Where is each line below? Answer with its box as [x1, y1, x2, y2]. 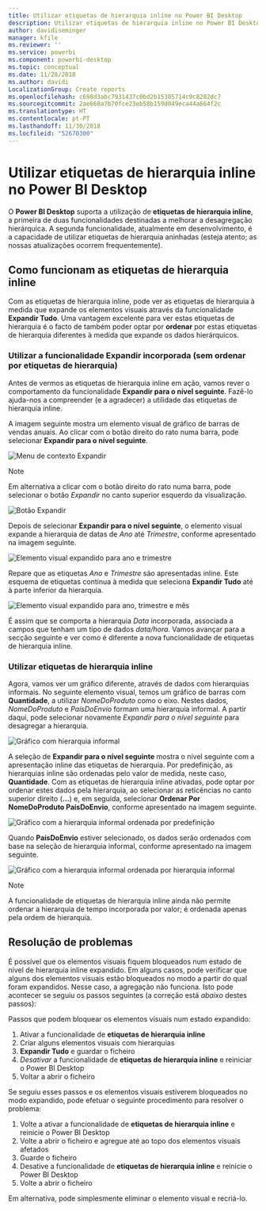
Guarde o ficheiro [19, 1152, 78, 1162]
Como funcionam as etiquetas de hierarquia [8, 263, 230, 277]
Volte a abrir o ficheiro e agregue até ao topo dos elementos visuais [19, 1136, 241, 1145]
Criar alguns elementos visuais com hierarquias [19, 1037, 175, 1047]
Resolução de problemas [8, 936, 133, 949]
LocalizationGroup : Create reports [8, 85, 126, 94]
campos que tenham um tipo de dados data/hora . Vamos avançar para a [8, 624, 245, 634]
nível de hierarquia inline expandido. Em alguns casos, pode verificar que [8, 965, 247, 975]
